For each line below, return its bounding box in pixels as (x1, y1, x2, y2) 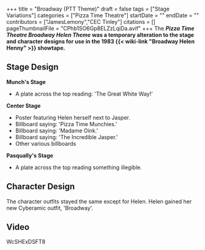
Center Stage (6, 102, 41, 109)
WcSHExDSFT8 (6, 238, 46, 246)
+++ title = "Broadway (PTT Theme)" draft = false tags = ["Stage (6, 6, 170, 12)
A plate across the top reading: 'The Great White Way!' (15, 90, 153, 97)
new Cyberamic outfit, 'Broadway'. (6, 204, 94, 211)
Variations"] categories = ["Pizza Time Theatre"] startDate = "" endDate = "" (6, 12, 199, 19)
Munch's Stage (6, 78, 46, 85)
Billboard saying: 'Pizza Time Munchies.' (15, 120, 117, 127)
